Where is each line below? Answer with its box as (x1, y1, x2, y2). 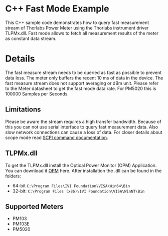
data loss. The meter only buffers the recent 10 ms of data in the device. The (5, 74, 163, 80)
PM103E (12, 221, 30, 227)
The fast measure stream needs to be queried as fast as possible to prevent (5, 69, 162, 75)
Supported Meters (5, 202, 64, 210)
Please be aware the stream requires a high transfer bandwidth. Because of (5, 118, 161, 124)
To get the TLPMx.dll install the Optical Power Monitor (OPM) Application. (5, 162, 157, 168)
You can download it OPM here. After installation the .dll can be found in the (5, 167, 162, 173)
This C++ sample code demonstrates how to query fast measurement (5, 19, 149, 25)
